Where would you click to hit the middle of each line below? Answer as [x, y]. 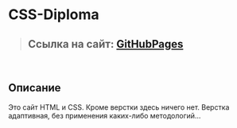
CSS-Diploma [54, 15]
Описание [35, 88]
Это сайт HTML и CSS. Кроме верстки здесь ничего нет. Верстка [119, 107]
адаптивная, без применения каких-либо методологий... [105, 115]
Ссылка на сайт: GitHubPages [105, 44]
